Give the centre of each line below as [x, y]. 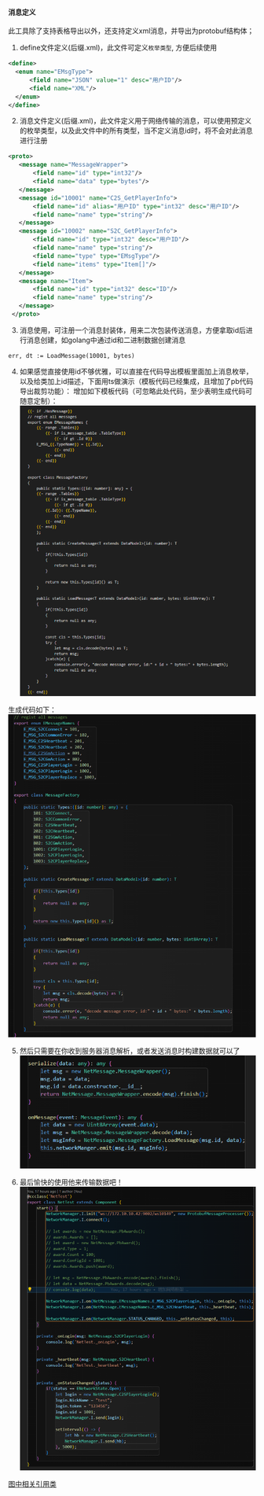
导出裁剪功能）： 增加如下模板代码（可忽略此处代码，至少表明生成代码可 [136, 391]
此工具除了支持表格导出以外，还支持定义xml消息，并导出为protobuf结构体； [131, 31]
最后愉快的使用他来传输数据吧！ [71, 1182]
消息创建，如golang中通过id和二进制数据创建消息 [106, 340]
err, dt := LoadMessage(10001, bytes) [71, 356]
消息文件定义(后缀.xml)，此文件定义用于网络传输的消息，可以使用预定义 [136, 121]
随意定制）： [38, 400]
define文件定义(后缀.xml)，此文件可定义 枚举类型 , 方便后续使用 [118, 48]
